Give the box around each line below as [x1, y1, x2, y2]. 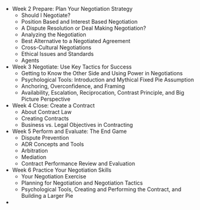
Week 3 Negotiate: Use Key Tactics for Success [12, 63, 132, 70]
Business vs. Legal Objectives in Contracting [21, 121, 133, 128]
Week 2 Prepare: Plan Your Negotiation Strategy [12, 5, 133, 12]
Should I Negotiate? [21, 12, 71, 19]
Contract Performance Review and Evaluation [21, 160, 136, 167]
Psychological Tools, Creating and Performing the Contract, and [21, 186, 182, 193]
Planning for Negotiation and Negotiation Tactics [21, 179, 143, 186]
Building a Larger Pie [21, 192, 74, 199]
